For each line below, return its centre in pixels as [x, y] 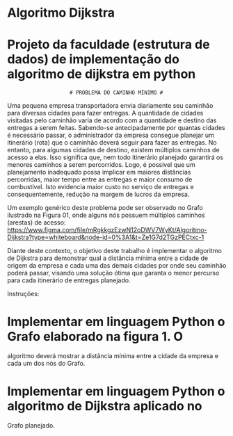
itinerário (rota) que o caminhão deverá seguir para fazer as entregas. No [112, 143]
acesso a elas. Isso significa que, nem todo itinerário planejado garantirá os [115, 157]
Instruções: [23, 294]
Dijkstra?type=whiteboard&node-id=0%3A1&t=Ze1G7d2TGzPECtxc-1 [106, 237]
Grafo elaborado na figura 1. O [95, 337]
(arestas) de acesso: [37, 223]
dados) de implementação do [93, 59]
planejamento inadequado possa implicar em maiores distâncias [99, 172]
